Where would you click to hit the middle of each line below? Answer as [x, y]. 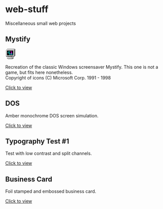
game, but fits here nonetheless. [39, 72]
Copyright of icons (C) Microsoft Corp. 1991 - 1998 [58, 77]
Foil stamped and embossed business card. [51, 191]
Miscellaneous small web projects [41, 23]
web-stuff [27, 9]
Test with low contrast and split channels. [49, 153]
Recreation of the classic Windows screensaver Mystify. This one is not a [82, 67]
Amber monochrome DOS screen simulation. [52, 115]
